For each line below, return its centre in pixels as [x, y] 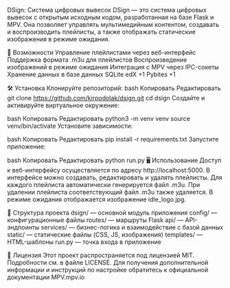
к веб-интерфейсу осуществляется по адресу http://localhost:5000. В [109, 170]
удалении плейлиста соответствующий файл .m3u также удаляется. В [110, 192]
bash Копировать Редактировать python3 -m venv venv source [99, 119]
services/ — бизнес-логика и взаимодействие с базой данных [132, 227]
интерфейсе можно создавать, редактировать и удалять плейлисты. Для [115, 177]
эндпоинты [23, 227]
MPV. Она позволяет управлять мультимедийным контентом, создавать [113, 24]
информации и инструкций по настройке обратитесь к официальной [108, 270]
